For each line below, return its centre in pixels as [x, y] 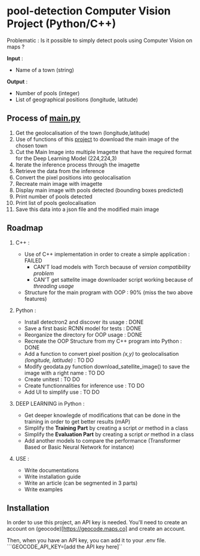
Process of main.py [44, 118]
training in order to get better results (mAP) [77, 421]
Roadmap [25, 228]
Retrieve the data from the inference [60, 171]
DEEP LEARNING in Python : [50, 403]
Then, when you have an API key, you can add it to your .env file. [87, 540]
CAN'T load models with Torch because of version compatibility [112, 267]
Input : [15, 58]
